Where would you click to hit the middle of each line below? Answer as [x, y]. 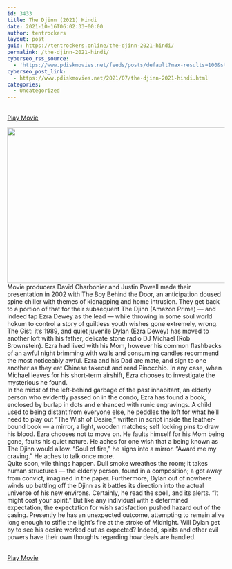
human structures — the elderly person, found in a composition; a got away [115, 471]
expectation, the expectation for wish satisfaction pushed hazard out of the [114, 508]
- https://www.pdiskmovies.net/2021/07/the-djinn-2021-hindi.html [111, 78]
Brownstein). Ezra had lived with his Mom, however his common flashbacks [115, 346]
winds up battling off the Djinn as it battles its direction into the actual [106, 486]
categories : [24, 84]
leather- [204, 419]
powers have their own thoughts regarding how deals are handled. [101, 537]
